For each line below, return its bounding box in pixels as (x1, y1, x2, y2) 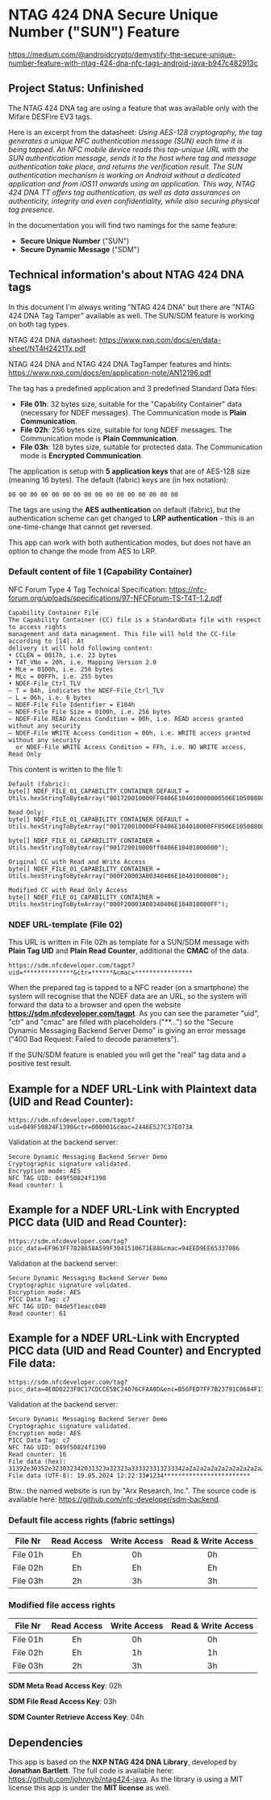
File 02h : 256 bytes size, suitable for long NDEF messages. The (19, 424, 232, 434)
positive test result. (8, 1059, 73, 1069)
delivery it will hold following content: (8, 644, 153, 652)
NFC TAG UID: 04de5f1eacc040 (8, 1302, 106, 1310)
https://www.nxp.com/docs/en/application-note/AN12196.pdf (8, 368, 212, 377)
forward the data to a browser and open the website (8, 1000, 181, 1010)
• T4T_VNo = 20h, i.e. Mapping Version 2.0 (8, 658, 157, 666)
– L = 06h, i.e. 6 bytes (8, 693, 92, 702)
